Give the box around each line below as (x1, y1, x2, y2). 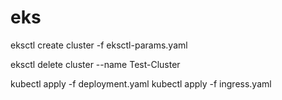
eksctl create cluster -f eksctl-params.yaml (10, 39, 188, 51)
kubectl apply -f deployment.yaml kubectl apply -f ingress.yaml (10, 77, 272, 90)
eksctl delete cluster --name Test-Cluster (10, 58, 181, 70)
